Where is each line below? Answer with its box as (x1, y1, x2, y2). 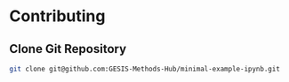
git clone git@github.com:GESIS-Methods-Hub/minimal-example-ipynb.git (9, 64, 280, 73)
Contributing (9, 6, 106, 26)
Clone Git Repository (9, 41, 127, 56)
